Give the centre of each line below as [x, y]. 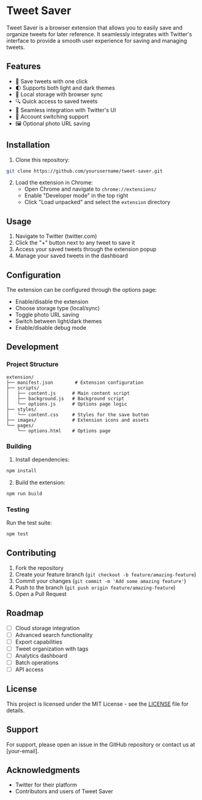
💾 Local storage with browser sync [59, 94]
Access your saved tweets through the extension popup [86, 250]
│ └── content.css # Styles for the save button [78, 414]
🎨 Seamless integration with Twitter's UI [65, 110]
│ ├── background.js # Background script [65, 398]
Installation [28, 145]
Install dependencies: [42, 460]
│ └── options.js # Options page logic [67, 404]
